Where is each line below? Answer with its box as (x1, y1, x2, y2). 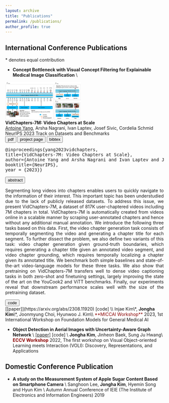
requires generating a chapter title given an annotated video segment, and (5, 246, 164, 253)
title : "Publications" (5, 13, 53, 19)
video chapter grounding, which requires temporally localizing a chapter (5, 252, 164, 258)
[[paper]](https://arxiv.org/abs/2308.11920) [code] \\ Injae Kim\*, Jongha (5, 306, 155, 312)
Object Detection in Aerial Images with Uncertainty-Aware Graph (12, 326, 151, 333)
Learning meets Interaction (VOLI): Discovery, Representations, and (12, 342, 152, 348)
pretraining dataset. (5, 289, 46, 295)
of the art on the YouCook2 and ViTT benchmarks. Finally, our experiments (5, 279, 164, 285)
